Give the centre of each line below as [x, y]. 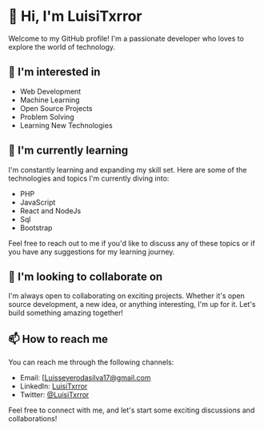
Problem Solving [47, 117]
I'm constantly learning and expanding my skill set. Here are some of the [128, 169]
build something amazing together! [66, 313]
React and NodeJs [50, 210]
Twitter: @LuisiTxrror [54, 395]
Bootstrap [36, 228]
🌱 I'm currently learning [68, 151]
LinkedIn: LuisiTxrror [54, 386]
